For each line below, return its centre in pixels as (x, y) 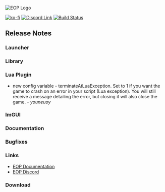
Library (14, 61)
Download (18, 185)
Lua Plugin (18, 75)
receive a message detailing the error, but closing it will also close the (85, 96)
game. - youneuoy (32, 102)
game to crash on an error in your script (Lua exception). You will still (84, 91)
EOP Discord (26, 172)
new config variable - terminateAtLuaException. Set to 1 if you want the (86, 86)
